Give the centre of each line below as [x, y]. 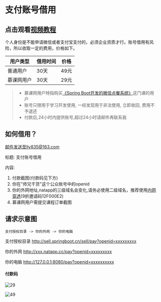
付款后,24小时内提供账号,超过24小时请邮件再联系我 [75, 117]
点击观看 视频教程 [31, 29]
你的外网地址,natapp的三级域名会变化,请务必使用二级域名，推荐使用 [80, 190]
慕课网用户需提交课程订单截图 [42, 202]
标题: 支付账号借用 [23, 157]
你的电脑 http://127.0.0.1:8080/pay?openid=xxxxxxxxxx [60, 262]
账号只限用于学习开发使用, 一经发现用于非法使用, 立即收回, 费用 [87, 105]
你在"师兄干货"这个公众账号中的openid [51, 184]
